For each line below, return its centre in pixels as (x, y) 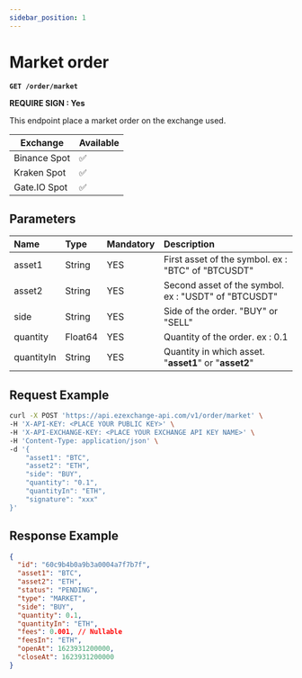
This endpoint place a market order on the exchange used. (118, 120)
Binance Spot (42, 158)
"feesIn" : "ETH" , (50, 640)
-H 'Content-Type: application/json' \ (84, 441)
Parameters (43, 218)
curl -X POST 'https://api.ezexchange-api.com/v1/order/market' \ (136, 416)
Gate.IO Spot (41, 187)
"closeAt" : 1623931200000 (66, 657)
